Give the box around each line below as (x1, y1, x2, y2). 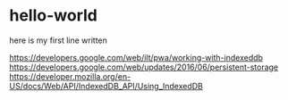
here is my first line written (9, 35, 107, 46)
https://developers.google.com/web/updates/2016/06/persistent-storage (9, 62, 279, 72)
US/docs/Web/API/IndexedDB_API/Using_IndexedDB (9, 80, 204, 91)
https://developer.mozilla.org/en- (9, 71, 131, 81)
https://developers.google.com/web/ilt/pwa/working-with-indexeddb (9, 52, 264, 62)
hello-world (9, 5, 98, 26)
